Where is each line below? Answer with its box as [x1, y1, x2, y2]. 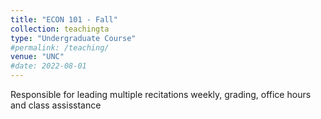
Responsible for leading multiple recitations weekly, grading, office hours [10, 89, 312, 100]
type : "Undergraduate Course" [10, 33, 137, 43]
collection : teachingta [10, 24, 110, 34]
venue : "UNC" [10, 52, 65, 62]
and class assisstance [10, 99, 102, 111]
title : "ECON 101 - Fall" [10, 14, 118, 25]
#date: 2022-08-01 [10, 61, 87, 71]
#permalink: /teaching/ [10, 42, 110, 53]
